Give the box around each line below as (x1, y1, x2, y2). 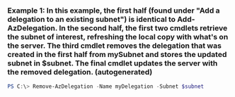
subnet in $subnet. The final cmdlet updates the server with (7, 58, 218, 68)
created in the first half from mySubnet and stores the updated (7, 49, 227, 59)
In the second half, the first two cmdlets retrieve (59, 23, 228, 33)
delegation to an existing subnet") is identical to (7, 14, 176, 24)
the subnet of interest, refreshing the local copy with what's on (7, 32, 229, 41)
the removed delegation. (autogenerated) (7, 67, 153, 77)
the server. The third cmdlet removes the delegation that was (7, 41, 222, 51)
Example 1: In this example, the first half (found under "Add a (7, 6, 221, 15)
